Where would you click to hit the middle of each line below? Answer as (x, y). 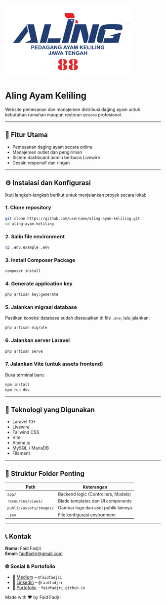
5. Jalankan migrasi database (41, 307)
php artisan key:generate (32, 295)
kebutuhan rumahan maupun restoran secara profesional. (64, 114)
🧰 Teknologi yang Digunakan (50, 410)
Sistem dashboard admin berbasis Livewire (56, 157)
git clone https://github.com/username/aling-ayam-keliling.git (73, 219)
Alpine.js (21, 443)
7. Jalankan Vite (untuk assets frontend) (54, 364)
